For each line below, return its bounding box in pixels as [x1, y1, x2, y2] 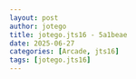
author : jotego [9, 22, 67, 31]
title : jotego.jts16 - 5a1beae [9, 30, 128, 39]
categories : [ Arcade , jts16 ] [9, 47, 120, 56]
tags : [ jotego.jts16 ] [9, 55, 92, 64]
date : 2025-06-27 [9, 38, 75, 48]
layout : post [9, 13, 59, 23]
